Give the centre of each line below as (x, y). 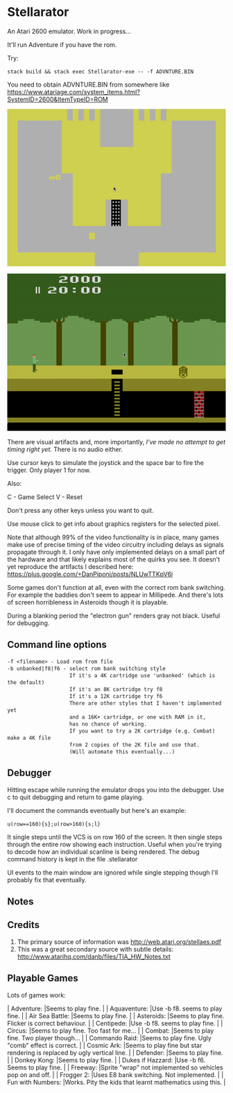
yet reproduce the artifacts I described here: (70, 566)
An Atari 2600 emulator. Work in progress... (69, 31)
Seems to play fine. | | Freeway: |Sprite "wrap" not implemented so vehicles (115, 1067)
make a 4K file (29, 738)
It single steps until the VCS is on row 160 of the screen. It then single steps (115, 837)
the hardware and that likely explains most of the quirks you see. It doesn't (114, 559)
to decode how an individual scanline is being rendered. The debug (103, 851)
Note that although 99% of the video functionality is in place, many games (113, 537)
